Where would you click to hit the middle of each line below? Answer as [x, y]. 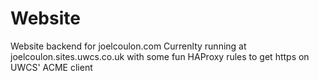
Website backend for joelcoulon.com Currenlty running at [128, 46]
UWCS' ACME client [51, 67]
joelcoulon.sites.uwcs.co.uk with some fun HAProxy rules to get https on [160, 56]
